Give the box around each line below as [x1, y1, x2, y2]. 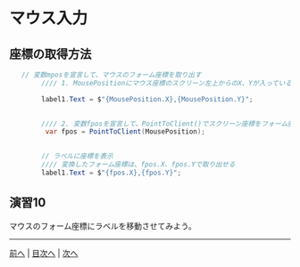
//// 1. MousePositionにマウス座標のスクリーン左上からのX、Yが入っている [41, 78, 293, 87]
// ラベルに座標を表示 [41, 152, 113, 161]
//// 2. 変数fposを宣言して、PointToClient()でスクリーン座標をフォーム [41, 119, 288, 128]
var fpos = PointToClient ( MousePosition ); [45, 127, 205, 136]
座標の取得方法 [9, 46, 92, 61]
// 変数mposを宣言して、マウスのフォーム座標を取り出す [21, 70, 202, 79]
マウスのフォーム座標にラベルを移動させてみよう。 [9, 220, 196, 231]
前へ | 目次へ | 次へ [9, 247, 79, 258]
